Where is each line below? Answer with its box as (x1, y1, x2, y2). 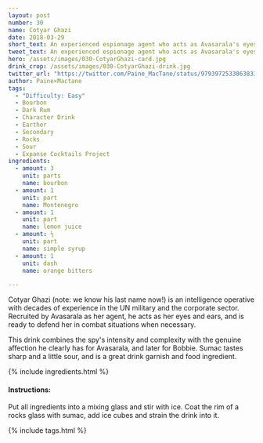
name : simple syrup (22, 245, 86, 252)
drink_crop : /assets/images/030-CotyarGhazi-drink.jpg (8, 63, 191, 71)
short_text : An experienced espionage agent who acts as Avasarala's (8, 41, 240, 49)
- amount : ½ (15, 231, 55, 238)
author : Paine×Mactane (8, 77, 82, 85)
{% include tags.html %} (8, 426, 88, 435)
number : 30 (8, 19, 44, 27)
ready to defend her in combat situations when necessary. (8, 320, 196, 329)
